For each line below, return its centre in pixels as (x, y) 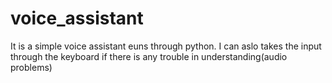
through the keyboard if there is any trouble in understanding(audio (149, 56)
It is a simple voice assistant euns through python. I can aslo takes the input (166, 46)
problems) (31, 67)
